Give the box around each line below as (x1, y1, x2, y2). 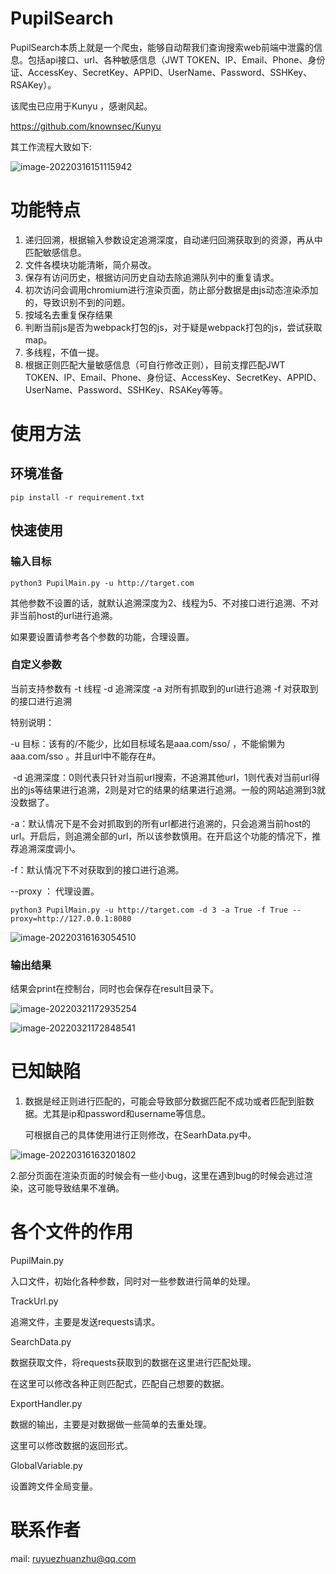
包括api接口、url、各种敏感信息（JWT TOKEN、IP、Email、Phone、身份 (27, 53, 326, 66)
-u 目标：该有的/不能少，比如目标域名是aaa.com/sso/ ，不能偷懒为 (10, 737, 286, 749)
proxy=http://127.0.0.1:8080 (10, 913, 132, 924)
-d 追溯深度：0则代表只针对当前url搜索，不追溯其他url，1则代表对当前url (12, 771, 312, 783)
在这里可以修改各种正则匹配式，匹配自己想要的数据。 (10, 1378, 230, 1390)
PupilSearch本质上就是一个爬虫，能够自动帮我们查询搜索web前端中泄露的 (10, 41, 314, 53)
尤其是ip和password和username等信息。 (42, 1108, 212, 1120)
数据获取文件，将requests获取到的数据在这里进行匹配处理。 (10, 1357, 257, 1369)
